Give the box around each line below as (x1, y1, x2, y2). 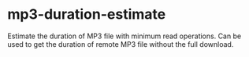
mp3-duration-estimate (7, 5, 166, 23)
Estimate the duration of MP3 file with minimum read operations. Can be (7, 31, 242, 41)
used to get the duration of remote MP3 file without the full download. (7, 39, 234, 48)
